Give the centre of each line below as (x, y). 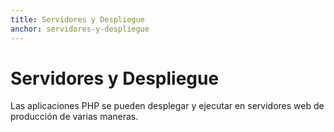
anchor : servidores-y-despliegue (80, 29)
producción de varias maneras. (74, 117)
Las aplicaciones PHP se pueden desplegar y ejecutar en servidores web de (167, 106)
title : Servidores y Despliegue (77, 19)
